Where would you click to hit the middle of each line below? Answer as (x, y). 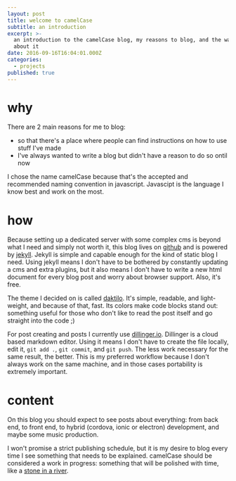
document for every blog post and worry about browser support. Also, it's (114, 277)
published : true (31, 73)
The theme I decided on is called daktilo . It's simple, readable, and (103, 298)
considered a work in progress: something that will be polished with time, (113, 463)
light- (208, 298)
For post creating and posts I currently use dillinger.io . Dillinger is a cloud (113, 335)
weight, (18, 306)
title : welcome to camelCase (50, 20)
